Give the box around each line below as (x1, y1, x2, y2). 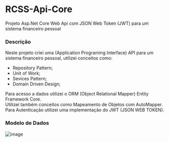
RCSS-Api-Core (5, 4, 73, 15)
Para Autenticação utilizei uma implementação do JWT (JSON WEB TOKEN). (5, 107, 164, 113)
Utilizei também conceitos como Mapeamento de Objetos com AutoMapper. (5, 102, 163, 108)
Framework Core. (5, 96, 41, 102)
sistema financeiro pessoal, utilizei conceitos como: (5, 55, 112, 61)
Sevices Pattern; (12, 76, 47, 82)
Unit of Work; (12, 70, 40, 76)
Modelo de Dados (5, 120, 49, 127)
